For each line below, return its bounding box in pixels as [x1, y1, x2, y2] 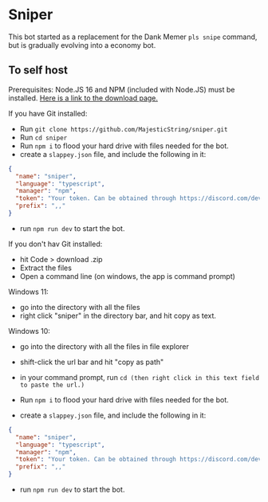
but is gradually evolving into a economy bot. [8, 40, 156, 49]
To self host [8, 64, 68, 77]
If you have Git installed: [8, 108, 88, 118]
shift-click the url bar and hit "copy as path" [19, 357, 164, 367]
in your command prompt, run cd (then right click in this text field [19, 372, 259, 382]
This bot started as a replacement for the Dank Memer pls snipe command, [8, 32, 258, 41]
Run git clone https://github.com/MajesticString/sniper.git [19, 124, 228, 133]
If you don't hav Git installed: [8, 239, 103, 249]
